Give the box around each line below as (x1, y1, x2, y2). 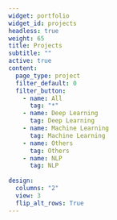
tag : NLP (29, 162, 59, 170)
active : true (8, 57, 52, 65)
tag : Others (29, 147, 70, 155)
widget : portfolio (8, 11, 70, 20)
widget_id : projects (8, 19, 78, 27)
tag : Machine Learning (29, 131, 106, 139)
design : (8, 176, 34, 185)
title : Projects (8, 42, 63, 50)
